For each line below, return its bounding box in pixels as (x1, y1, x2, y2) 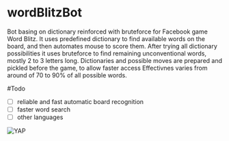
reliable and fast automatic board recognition (16, 97, 144, 105)
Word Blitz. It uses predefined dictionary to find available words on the (7, 34, 205, 42)
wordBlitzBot (7, 5, 82, 21)
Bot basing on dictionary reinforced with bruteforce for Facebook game (7, 27, 208, 36)
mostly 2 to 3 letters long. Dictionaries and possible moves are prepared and (7, 56, 223, 64)
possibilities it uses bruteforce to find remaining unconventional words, (7, 49, 207, 57)
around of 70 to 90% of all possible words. (7, 70, 128, 79)
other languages (16, 113, 64, 121)
